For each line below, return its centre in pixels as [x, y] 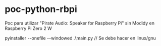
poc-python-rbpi [41, 9]
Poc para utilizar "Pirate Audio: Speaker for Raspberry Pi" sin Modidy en [80, 23]
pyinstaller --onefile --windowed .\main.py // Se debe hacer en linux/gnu [80, 38]
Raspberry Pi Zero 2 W [29, 28]
